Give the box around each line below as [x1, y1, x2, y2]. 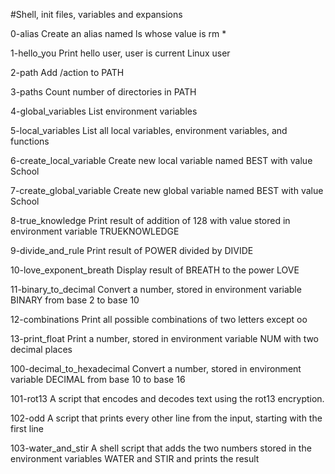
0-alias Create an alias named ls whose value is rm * [10, 28, 227, 39]
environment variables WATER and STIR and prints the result [10, 453, 260, 464]
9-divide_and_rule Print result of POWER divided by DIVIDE [10, 245, 254, 256]
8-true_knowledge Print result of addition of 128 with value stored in [10, 215, 291, 226]
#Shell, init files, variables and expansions [10, 9, 183, 20]
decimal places [10, 344, 73, 355]
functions [10, 135, 50, 147]
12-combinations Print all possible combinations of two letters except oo [10, 314, 308, 325]
